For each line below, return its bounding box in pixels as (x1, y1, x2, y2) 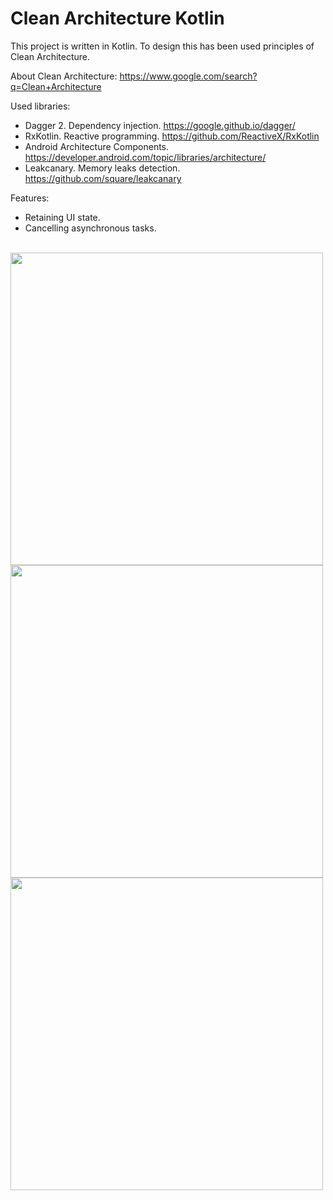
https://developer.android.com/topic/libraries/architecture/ (24, 151, 267, 163)
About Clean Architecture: (10, 70, 118, 82)
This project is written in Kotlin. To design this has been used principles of (10, 40, 315, 52)
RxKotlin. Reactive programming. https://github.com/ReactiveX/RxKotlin (24, 130, 320, 142)
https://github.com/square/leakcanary (24, 172, 182, 184)
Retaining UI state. (24, 211, 101, 223)
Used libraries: (10, 100, 71, 112)
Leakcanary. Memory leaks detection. (24, 162, 181, 174)
